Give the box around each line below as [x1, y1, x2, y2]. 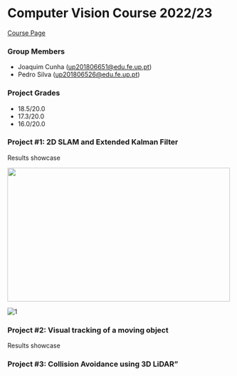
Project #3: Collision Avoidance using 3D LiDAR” [7, 359, 179, 369]
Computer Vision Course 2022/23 [7, 5, 213, 21]
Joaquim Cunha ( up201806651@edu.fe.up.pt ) [17, 63, 152, 71]
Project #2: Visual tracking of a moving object [7, 325, 169, 335]
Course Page [7, 29, 46, 37]
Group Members [7, 46, 65, 56]
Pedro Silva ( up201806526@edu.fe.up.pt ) [17, 70, 140, 79]
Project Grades [7, 88, 60, 98]
